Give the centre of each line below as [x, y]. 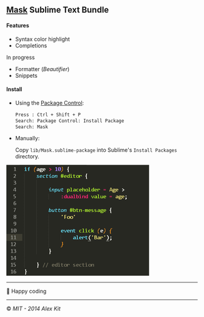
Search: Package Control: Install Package [70, 121]
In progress [21, 57]
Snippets [26, 75]
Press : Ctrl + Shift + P [48, 115]
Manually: [27, 138]
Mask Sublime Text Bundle [58, 10]
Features [18, 25]
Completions [31, 46]
